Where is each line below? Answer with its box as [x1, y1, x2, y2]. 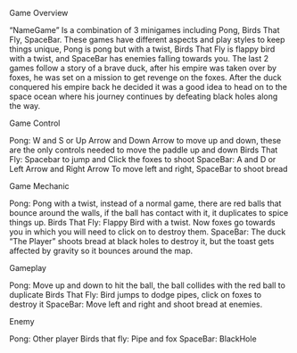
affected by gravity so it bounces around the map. [9, 245, 194, 256]
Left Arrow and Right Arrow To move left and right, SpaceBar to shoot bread [9, 164, 288, 174]
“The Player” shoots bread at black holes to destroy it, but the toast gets [9, 236, 275, 246]
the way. [9, 101, 41, 111]
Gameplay [9, 263, 47, 273]
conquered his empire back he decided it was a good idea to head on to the [9, 82, 288, 92]
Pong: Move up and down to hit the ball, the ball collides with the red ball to [9, 280, 285, 291]
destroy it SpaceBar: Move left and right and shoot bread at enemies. [9, 299, 263, 309]
